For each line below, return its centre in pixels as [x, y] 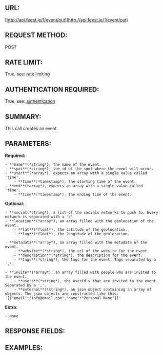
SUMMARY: [23, 117]
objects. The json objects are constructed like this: [62, 294]
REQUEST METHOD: [36, 35]
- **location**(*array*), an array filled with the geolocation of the [79, 221]
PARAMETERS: [28, 144]
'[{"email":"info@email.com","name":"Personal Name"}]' [63, 298]
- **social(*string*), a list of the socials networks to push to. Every [82, 212]
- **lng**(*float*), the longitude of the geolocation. [72, 234]
